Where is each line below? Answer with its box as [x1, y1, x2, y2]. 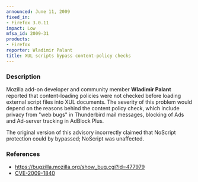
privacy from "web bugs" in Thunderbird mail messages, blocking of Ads [6, 111, 184, 118]
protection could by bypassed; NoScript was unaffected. [6, 135, 144, 142]
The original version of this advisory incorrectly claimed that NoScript [6, 129, 176, 136]
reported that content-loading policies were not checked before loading [6, 92, 181, 99]
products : [6, 36, 31, 42]
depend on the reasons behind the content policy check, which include [6, 104, 180, 111]
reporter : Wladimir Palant [6, 47, 73, 53]
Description [6, 72, 41, 81]
